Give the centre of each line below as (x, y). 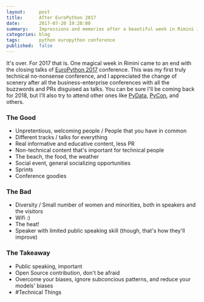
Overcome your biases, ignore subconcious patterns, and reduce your (103, 279)
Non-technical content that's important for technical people (90, 150)
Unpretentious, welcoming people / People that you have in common (101, 131)
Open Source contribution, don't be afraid (67, 273)
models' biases (34, 286)
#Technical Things (38, 292)
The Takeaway (28, 253)
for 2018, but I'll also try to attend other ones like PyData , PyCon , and (93, 95)
